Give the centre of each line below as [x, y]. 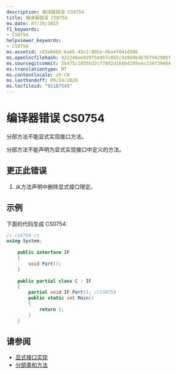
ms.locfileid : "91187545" [39, 86]
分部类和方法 [31, 365]
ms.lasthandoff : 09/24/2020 [42, 80]
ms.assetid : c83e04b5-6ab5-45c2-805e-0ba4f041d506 [72, 52]
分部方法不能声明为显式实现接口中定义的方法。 [65, 149]
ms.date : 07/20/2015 [33, 23]
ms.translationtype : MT [37, 69]
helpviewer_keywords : [34, 40]
